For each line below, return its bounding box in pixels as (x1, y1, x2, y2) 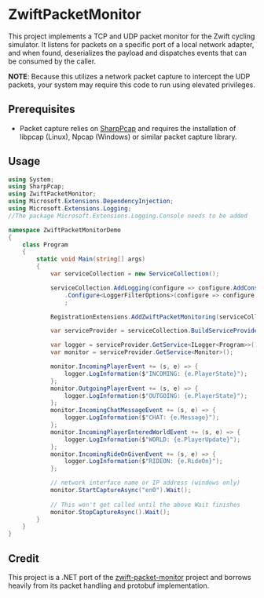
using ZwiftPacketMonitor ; (8, 190, 97, 198)
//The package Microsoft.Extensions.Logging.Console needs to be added (8, 212, 247, 220)
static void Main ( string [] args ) (36, 255, 146, 264)
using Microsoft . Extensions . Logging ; (8, 205, 132, 213)
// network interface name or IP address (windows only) (49, 479, 241, 487)
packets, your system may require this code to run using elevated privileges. (8, 80, 255, 89)
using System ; (8, 175, 55, 184)
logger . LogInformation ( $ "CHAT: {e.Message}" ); (64, 414, 220, 421)
